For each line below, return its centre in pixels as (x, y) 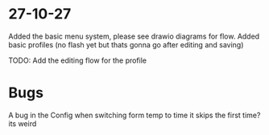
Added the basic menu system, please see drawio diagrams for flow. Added (134, 36)
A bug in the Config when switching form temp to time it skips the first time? (134, 115)
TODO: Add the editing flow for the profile (78, 60)
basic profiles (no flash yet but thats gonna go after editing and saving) (126, 44)
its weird (23, 123)
